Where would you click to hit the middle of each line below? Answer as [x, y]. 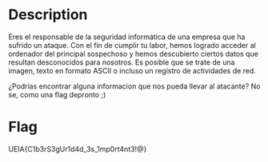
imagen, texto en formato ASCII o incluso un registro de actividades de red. [132, 70]
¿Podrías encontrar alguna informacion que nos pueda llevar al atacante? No [134, 86]
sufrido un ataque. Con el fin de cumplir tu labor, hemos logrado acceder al [132, 45]
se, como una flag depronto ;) [57, 94]
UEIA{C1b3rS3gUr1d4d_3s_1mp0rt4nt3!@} [78, 148]
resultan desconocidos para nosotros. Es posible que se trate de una [122, 62]
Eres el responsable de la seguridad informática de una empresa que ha [127, 37]
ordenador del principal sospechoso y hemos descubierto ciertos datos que [133, 53]
